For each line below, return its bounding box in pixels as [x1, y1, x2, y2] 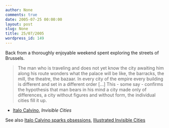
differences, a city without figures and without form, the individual [17, 92, 156, 98]
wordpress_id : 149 [5, 36, 44, 41]
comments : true [5, 12, 38, 17]
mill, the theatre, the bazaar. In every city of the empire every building [17, 76, 163, 82]
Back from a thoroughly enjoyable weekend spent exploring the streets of [5, 49, 159, 56]
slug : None [5, 26, 28, 31]
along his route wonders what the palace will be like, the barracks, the [17, 70, 164, 76]
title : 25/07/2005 [5, 31, 44, 36]
